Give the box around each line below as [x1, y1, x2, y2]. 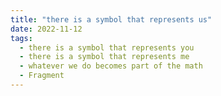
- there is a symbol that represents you [19, 42, 195, 53]
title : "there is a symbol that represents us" [10, 14, 213, 25]
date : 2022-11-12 [10, 24, 83, 34]
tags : [10, 33, 33, 43]
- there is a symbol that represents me [19, 52, 190, 62]
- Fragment [19, 71, 65, 81]
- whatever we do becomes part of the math [19, 61, 203, 71]
